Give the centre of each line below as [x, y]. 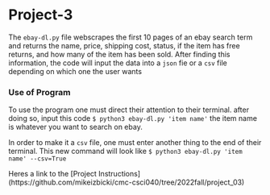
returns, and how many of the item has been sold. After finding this [120, 54]
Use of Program [39, 92]
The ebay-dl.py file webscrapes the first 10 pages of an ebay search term [131, 37]
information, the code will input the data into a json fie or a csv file [118, 63]
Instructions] [119, 174]
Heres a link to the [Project [52, 174]
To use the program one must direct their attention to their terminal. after [129, 110]
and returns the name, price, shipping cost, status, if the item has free [124, 45]
